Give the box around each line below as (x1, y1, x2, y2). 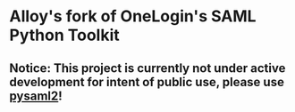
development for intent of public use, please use (9, 74, 284, 90)
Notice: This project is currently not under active (9, 60, 286, 76)
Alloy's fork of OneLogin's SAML (9, 6, 257, 27)
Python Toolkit (9, 25, 120, 45)
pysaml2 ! (9, 88, 63, 103)
